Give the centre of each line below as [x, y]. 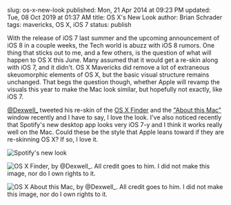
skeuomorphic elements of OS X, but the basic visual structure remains [108, 75]
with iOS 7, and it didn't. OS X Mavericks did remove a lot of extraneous [109, 67]
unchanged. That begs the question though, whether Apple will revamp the [114, 82]
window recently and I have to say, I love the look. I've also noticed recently [114, 117]
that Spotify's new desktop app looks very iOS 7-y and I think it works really [115, 125]
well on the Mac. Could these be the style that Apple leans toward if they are [115, 132]
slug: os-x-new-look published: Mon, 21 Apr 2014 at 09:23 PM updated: [109, 10]
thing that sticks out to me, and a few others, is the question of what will [109, 52]
